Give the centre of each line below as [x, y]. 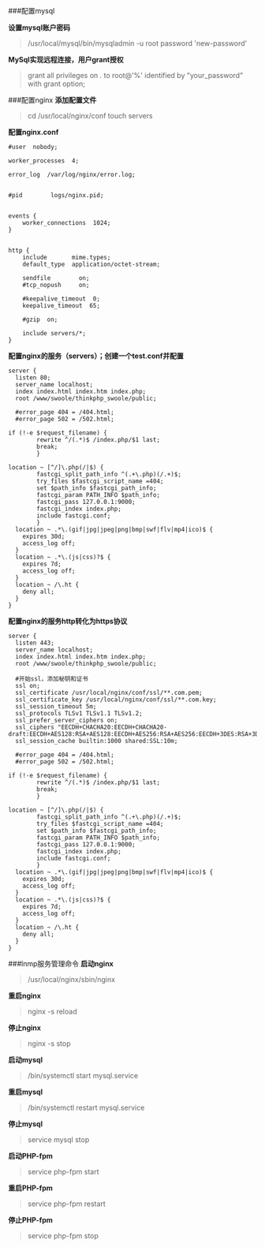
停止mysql [26, 1124]
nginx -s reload [52, 1012]
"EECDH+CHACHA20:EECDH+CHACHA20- [113, 727]
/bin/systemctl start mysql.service [83, 1075]
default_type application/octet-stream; [91, 264]
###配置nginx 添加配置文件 [52, 100]
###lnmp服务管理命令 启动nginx [61, 963]
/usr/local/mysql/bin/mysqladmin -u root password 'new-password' [137, 43]
